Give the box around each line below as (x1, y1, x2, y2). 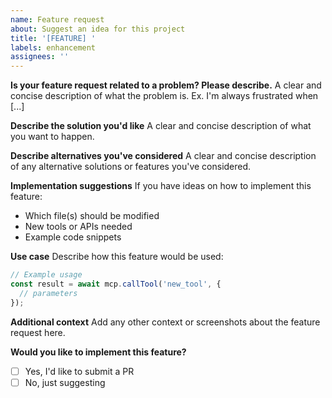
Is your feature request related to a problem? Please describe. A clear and (10, 79, 322, 91)
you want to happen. (10, 131, 95, 143)
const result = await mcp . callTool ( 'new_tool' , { (10, 279, 222, 289)
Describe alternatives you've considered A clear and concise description (10, 150, 317, 162)
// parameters (19, 288, 78, 298)
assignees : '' (10, 52, 70, 62)
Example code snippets (24, 231, 122, 243)
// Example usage (10, 270, 83, 280)
